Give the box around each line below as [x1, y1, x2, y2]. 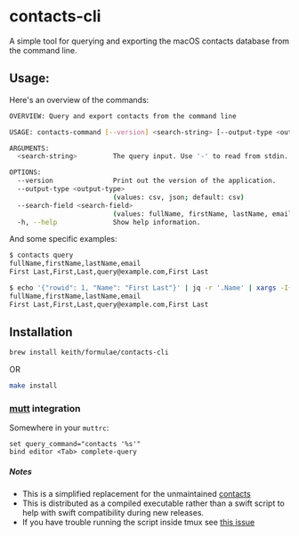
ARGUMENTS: [9, 144, 50, 153]
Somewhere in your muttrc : [9, 422, 109, 433]
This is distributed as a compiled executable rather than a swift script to [21, 498, 285, 508]
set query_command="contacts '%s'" [9, 440, 141, 449]
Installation [9, 324, 73, 340]
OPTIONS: [9, 168, 42, 177]
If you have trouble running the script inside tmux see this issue [21, 517, 255, 528]
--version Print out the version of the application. [17, 176, 277, 186]
